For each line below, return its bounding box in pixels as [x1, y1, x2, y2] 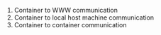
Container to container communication [13, 21, 127, 29]
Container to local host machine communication [13, 13, 155, 22]
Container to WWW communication [13, 6, 118, 14]
